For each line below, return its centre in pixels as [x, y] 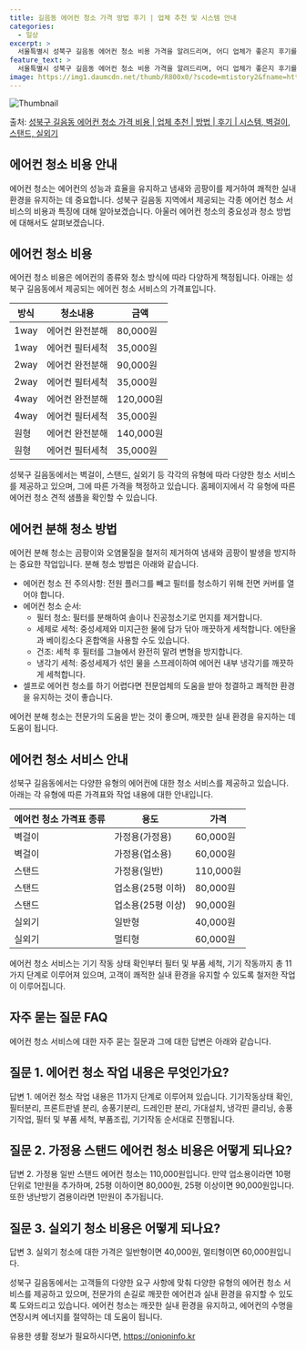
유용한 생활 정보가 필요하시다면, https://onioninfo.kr [102, 1336]
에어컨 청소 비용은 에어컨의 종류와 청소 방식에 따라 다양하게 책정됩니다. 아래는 [147, 278]
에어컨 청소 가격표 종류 [60, 819]
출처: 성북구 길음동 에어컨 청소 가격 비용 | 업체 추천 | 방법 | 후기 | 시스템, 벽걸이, [150, 122]
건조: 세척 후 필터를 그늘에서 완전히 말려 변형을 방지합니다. [139, 652]
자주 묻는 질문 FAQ [59, 1017]
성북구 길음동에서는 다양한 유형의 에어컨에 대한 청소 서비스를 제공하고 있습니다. [149, 783]
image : [22, 77]
